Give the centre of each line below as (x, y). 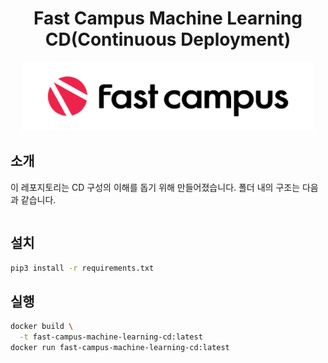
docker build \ (42, 327)
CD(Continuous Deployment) (168, 39)
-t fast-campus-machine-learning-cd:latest (111, 337)
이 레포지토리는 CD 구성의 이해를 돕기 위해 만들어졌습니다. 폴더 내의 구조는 (155, 187)
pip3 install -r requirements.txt (82, 268)
